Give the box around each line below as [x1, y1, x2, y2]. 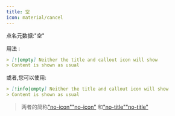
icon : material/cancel [6, 14, 63, 21]
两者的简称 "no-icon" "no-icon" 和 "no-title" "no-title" [21, 103, 149, 111]
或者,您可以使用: [6, 74, 47, 82]
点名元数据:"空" [6, 31, 45, 39]
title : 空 [6, 8, 30, 15]
